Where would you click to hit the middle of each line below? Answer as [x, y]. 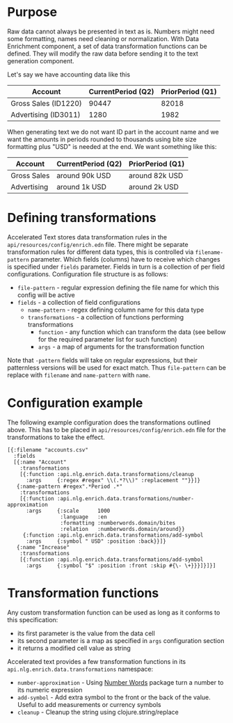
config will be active [46, 295]
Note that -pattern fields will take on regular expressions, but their [103, 360]
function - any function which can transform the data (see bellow [132, 332]
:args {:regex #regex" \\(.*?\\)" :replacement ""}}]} [113, 480]
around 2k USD [153, 186]
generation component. [41, 61]
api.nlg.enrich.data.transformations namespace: [80, 669]
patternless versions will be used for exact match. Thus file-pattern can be [116, 367]
